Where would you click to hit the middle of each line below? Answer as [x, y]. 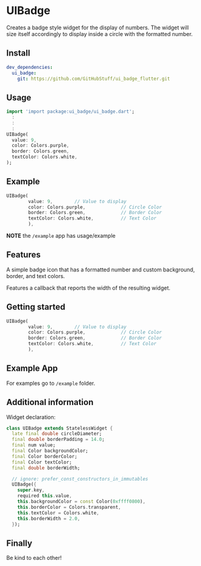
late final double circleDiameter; [57, 434]
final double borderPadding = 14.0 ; [58, 440]
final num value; [34, 445]
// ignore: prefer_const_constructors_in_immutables [80, 479]
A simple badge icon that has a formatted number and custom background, [100, 270]
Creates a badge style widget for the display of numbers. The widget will [97, 27]
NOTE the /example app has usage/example [61, 236]
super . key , [31, 490]
